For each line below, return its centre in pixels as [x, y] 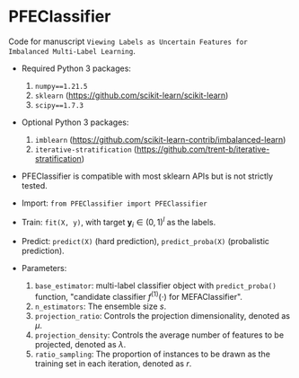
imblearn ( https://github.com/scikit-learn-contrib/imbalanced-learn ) [160, 139]
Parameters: [44, 268]
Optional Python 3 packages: [75, 122]
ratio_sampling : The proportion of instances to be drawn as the [153, 354]
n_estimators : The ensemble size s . [101, 306]
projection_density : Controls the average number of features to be [159, 335]
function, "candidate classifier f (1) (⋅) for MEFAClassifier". [139, 296]
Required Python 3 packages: [76, 68]
